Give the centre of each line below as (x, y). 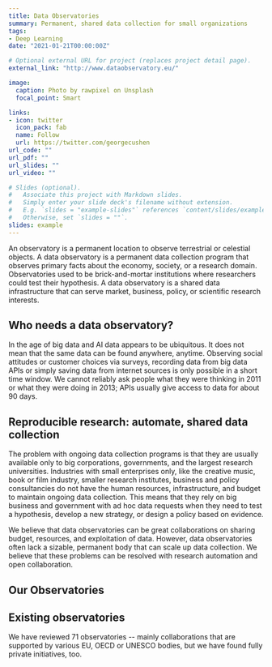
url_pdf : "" (28, 158)
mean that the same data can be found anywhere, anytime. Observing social (136, 353)
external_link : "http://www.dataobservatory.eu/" (94, 68)
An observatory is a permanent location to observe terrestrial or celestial (130, 248)
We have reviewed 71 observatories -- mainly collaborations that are (122, 637)
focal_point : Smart (49, 98)
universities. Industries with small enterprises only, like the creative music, (132, 472)
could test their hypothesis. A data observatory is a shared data (114, 282)
